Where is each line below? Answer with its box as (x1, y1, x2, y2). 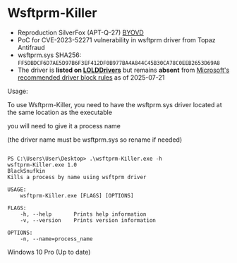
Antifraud (17, 43, 45, 51)
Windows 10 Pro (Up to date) (7, 247, 91, 256)
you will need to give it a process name (7, 121, 121, 130)
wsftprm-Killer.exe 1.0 (7, 161, 78, 169)
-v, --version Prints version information (20, 216, 157, 224)
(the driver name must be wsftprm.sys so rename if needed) (7, 135, 183, 144)
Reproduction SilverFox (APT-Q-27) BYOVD (17, 28, 145, 37)
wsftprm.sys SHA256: (17, 51, 82, 59)
